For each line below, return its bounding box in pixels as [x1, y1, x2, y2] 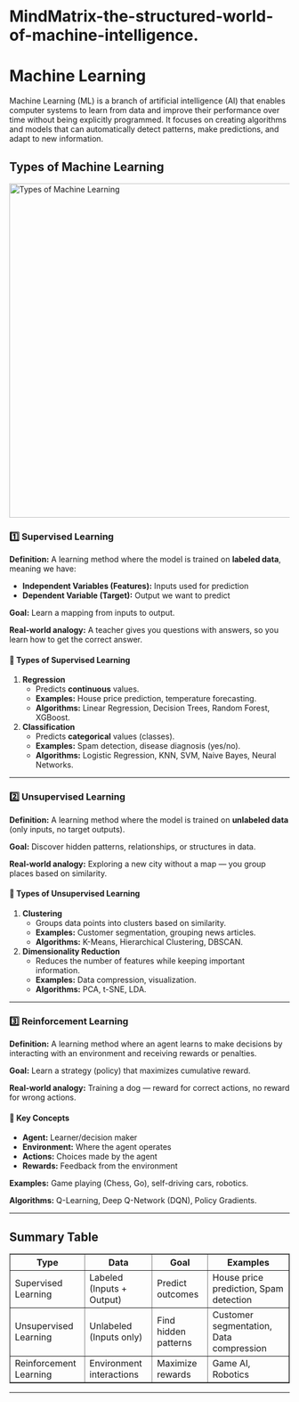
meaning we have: [9, 563, 77, 574]
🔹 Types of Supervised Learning [9, 654, 131, 665]
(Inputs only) [89, 1331, 143, 1343]
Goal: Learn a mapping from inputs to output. [9, 608, 175, 619]
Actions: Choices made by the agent [21, 1152, 158, 1162]
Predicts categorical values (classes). [35, 731, 175, 742]
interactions [89, 1368, 140, 1381]
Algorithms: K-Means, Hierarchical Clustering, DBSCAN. [35, 936, 243, 947]
